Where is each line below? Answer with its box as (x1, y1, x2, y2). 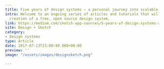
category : (5, 30, 25, 34)
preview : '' (5, 48, 29, 52)
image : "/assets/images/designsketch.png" (5, 52, 93, 57)
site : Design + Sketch (5, 25, 51, 30)
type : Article (5, 39, 34, 44)
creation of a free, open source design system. (9, 16, 110, 21)
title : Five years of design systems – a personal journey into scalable (5, 7, 159, 12)
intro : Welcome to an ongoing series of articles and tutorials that (5, 12, 150, 17)
